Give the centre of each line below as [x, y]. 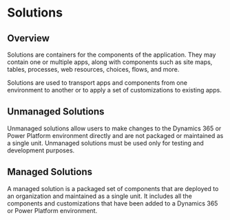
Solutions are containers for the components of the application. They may [112, 54]
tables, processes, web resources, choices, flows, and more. [93, 69]
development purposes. [41, 150]
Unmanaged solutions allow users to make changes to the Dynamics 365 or [114, 128]
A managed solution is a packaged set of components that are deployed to [113, 188]
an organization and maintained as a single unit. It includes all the [100, 196]
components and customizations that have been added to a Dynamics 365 [113, 203]
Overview [29, 38]
